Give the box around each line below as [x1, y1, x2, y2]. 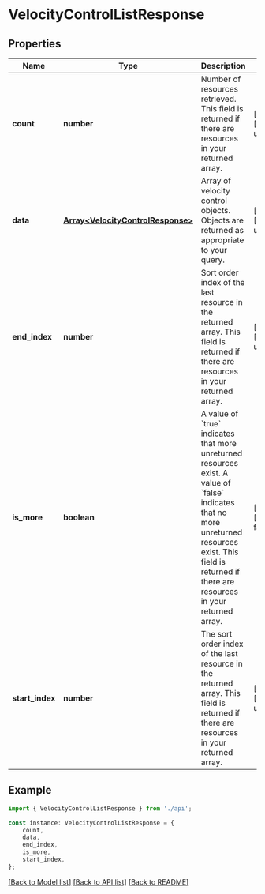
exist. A [200, 468, 229, 479]
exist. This [200, 547, 239, 558]
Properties [8, 37, 62, 51]
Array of [200, 175, 231, 186]
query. [200, 254, 226, 265]
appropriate [200, 235, 244, 246]
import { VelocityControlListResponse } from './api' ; [8, 804, 192, 813]
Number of [200, 73, 241, 85]
